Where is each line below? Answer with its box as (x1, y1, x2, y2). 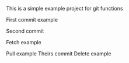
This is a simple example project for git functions (6, 5, 124, 12)
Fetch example (6, 39, 42, 45)
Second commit (6, 27, 44, 34)
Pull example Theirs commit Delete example (6, 50, 112, 57)
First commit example (6, 16, 58, 23)
